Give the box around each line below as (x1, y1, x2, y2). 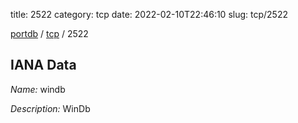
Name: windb (10, 83, 66, 95)
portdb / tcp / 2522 (10, 28, 89, 39)
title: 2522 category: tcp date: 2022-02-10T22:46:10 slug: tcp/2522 (10, 9, 288, 20)
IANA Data (10, 57, 77, 74)
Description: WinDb (10, 102, 91, 114)
